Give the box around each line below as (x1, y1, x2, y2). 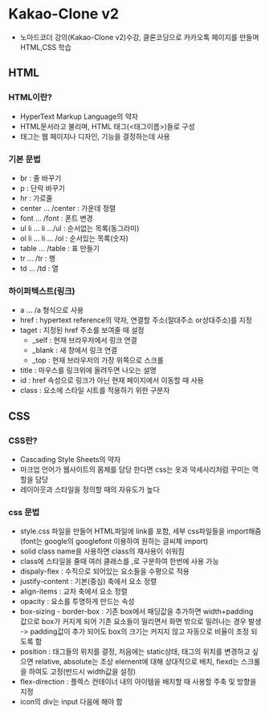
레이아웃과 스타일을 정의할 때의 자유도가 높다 (19, 485, 161, 494)
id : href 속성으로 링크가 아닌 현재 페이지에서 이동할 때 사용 (19, 375, 205, 385)
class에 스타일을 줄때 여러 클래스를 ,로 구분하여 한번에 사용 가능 (19, 557, 219, 566)
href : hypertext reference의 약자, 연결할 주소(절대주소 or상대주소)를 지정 (19, 315, 253, 325)
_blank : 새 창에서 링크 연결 (31, 346, 118, 355)
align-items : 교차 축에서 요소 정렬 (19, 586, 128, 596)
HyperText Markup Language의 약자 (19, 112, 139, 121)
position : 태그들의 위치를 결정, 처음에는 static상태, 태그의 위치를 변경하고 (19, 647, 251, 656)
